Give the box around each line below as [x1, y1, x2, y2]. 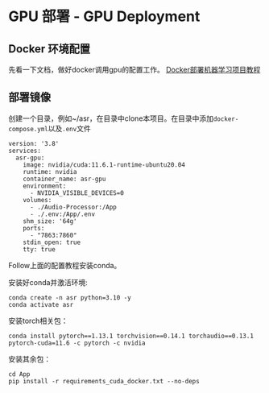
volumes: [23, 196, 52, 204]
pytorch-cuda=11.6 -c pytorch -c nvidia [8, 339, 147, 347]
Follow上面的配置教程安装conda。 [8, 260, 122, 270]
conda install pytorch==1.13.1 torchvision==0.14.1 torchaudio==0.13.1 [8, 332, 254, 340]
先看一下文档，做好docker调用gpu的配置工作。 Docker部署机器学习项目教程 [8, 65, 261, 74]
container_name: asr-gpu [23, 175, 106, 183]
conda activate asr [8, 300, 74, 308]
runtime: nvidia [23, 168, 78, 176]
